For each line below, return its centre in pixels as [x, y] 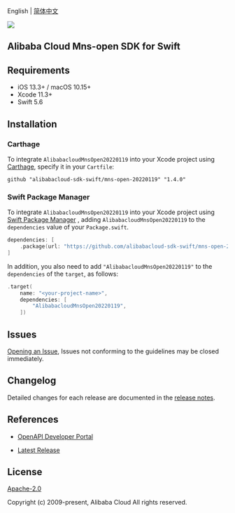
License [25, 472]
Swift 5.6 [30, 102]
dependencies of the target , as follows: [63, 274]
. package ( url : [40, 247]
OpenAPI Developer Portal [55, 436]
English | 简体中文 [33, 11]
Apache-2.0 [24, 489]
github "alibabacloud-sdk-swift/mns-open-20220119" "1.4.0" [97, 179]
